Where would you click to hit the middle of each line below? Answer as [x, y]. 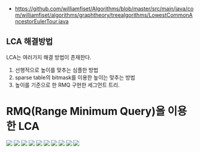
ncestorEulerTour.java [42, 21]
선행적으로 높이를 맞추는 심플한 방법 [57, 70]
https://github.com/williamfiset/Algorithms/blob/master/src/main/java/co [104, 9]
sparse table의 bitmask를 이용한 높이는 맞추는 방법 [75, 77]
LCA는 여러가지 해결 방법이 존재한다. [49, 57]
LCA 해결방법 [30, 42]
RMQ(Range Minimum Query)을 [86, 111]
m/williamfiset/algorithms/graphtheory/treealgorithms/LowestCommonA [104, 15]
